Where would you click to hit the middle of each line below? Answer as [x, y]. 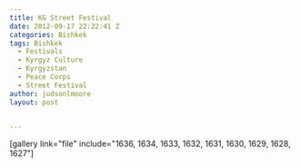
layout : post [34, 102]
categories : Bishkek [49, 34]
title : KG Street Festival [60, 18]
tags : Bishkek [36, 43]
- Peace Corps [44, 77]
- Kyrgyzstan [42, 69]
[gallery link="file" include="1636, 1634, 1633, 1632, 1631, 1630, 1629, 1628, [150, 144]
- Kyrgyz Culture [50, 60]
